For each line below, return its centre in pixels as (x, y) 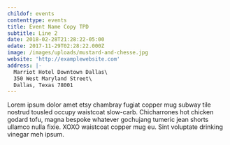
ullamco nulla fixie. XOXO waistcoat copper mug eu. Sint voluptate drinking (115, 127)
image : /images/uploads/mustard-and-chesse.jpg (78, 53)
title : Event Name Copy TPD (48, 26)
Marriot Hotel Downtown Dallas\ (61, 72)
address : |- (24, 66)
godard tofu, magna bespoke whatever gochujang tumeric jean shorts (108, 120)
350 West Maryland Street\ (53, 78)
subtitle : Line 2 (33, 33)
